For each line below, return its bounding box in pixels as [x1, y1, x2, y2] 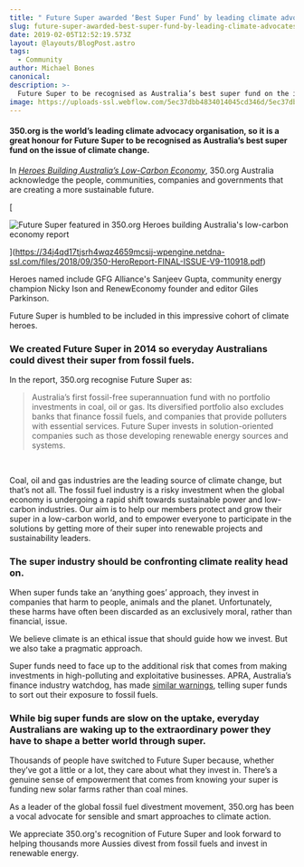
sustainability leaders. [9, 532, 91, 543]
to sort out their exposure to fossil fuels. [9, 690, 158, 700]
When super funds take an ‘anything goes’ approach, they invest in [9, 587, 260, 598]
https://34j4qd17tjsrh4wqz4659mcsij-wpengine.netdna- [14, 246, 225, 257]
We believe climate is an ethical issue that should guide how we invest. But [9, 634, 288, 644]
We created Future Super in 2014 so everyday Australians [9, 342, 269, 355]
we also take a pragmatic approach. [9, 643, 143, 654]
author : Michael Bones [9, 64, 95, 73]
